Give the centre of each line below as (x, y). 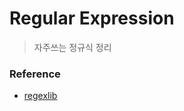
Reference (35, 74)
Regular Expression (92, 18)
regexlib (40, 96)
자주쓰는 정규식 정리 (72, 47)
